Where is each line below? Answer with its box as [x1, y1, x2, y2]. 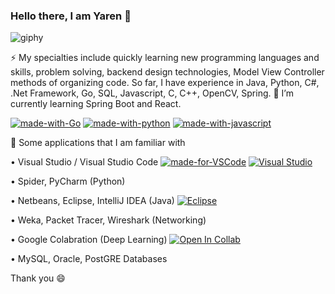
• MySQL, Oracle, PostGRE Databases [10, 253, 168, 265]
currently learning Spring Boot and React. [10, 98, 182, 110]
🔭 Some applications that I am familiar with [10, 137, 186, 149]
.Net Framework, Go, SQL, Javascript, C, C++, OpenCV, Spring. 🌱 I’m [10, 87, 294, 99]
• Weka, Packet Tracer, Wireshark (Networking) [10, 214, 207, 226]
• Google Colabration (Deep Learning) [10, 234, 168, 246]
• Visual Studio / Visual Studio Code [10, 156, 159, 168]
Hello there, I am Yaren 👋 [10, 9, 132, 23]
